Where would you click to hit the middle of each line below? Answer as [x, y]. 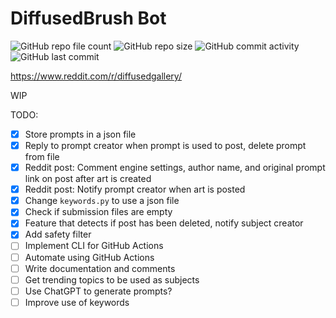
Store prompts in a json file [80, 134]
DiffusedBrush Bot [88, 18]
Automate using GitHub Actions [89, 257]
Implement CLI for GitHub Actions [94, 246]
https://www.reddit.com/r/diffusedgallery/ [96, 76]
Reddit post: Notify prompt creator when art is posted [135, 189]
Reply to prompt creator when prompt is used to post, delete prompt [165, 145]
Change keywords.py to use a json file [102, 201]
